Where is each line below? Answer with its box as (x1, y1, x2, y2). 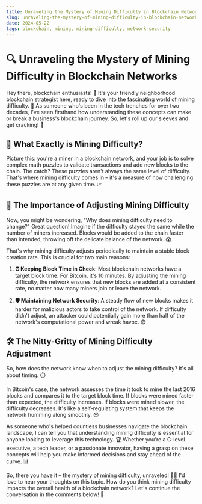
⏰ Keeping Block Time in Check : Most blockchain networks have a (14, 265, 182, 272)
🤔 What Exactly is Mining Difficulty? (6, 139, 143, 149)
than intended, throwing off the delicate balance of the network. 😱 (6, 235, 171, 242)
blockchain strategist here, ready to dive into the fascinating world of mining (6, 96, 195, 103)
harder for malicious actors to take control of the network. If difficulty (14, 305, 186, 313)
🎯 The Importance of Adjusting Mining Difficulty (6, 200, 189, 211)
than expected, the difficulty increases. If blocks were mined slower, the (6, 398, 185, 405)
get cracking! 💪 (6, 121, 44, 129)
